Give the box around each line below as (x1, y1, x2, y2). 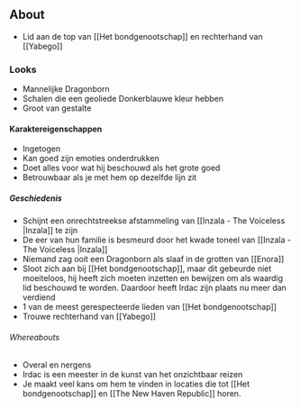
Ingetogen (22, 143, 61, 154)
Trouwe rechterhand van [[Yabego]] (22, 311, 156, 322)
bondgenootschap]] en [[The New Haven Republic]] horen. (22, 388, 241, 399)
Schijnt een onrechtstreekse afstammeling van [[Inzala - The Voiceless (22, 215, 286, 226)
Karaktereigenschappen (9, 123, 103, 134)
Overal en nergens (22, 359, 92, 370)
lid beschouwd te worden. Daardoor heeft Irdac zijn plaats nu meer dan (22, 283, 286, 294)
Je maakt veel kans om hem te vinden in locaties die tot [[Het (22, 378, 250, 390)
